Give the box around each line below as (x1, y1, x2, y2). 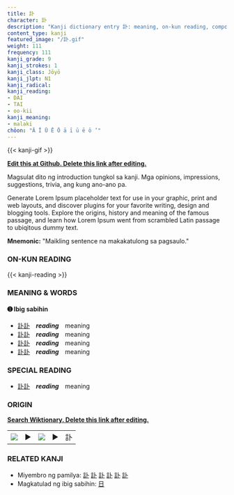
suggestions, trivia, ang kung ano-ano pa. (7, 181, 127, 189)
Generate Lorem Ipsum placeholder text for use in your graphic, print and (7, 194, 217, 202)
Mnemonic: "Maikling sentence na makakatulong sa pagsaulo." (7, 237, 189, 245)
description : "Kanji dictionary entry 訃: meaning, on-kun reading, (7, 23, 209, 30)
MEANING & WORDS (7, 287, 78, 297)
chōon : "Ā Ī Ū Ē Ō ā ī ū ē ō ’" (7, 127, 101, 134)
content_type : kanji (7, 29, 68, 37)
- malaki (7, 120, 33, 128)
